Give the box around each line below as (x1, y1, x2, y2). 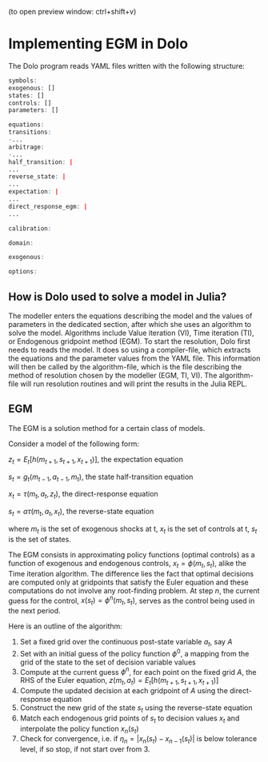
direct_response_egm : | (8, 202, 88, 210)
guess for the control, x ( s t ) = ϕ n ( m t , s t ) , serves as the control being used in (8, 594, 255, 607)
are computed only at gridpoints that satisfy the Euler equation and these (8, 577, 250, 587)
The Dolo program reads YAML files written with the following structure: (8, 61, 246, 70)
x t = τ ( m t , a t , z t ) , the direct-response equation (8, 489, 158, 501)
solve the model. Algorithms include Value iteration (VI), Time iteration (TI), (8, 328, 254, 337)
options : (8, 268, 38, 276)
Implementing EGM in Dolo (8, 35, 189, 53)
